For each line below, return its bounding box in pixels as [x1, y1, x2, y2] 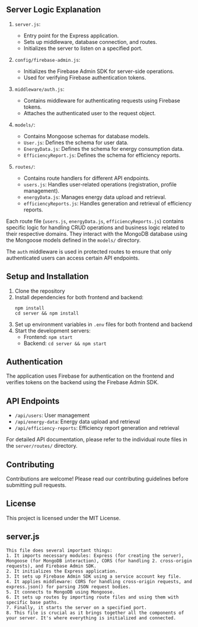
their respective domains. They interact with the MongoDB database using [6, 230, 188, 237]
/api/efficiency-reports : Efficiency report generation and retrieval [14, 425, 180, 432]
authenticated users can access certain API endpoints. [6, 254, 140, 261]
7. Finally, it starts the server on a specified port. [6, 604, 147, 610]
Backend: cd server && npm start [23, 340, 107, 347]
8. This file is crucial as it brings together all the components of [6, 610, 184, 616]
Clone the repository [14, 287, 65, 294]
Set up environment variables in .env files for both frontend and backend [14, 321, 193, 328]
